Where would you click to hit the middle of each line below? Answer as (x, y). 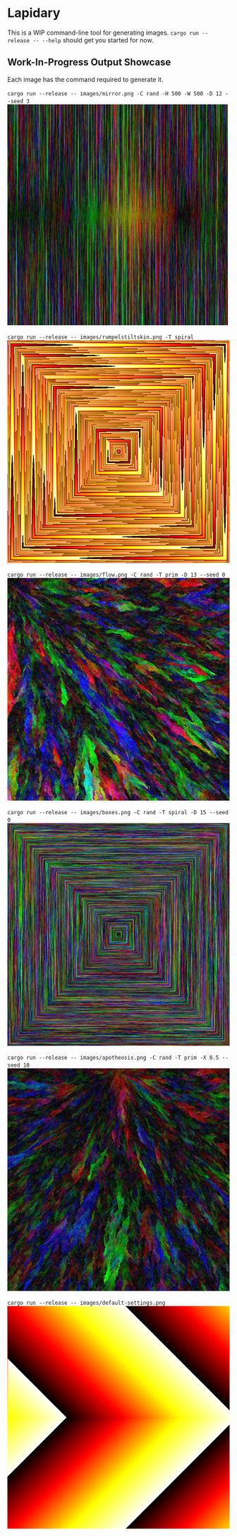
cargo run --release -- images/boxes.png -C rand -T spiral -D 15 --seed (118, 812)
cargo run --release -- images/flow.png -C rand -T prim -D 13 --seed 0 (116, 575)
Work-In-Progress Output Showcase (89, 63)
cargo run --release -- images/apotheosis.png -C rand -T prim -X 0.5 (113, 1057)
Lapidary (34, 13)
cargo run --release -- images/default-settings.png (86, 1303)
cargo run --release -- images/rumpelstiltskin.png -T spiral (101, 337)
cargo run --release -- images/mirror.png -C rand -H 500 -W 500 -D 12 (115, 93)
